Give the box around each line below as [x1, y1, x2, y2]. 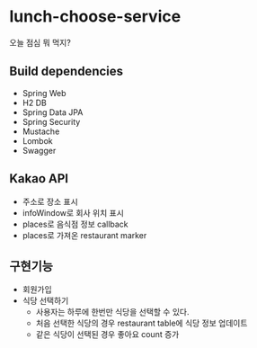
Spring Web [22, 87, 66, 98]
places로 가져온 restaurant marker [22, 229, 147, 240]
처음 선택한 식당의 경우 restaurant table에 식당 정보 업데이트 [35, 317, 248, 329]
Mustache [22, 126, 60, 137]
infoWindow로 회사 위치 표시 [22, 207, 124, 218]
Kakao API [9, 171, 69, 186]
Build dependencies [9, 64, 124, 79]
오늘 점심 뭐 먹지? [9, 37, 72, 48]
